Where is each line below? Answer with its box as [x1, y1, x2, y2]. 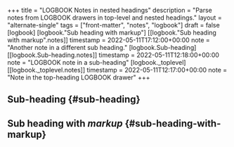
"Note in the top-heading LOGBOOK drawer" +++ [7, 73, 150, 82]
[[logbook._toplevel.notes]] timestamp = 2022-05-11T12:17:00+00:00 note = [7, 66, 228, 74]
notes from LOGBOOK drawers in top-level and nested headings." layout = [7, 13, 223, 22]
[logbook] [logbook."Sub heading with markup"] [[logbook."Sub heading [7, 28, 216, 37]
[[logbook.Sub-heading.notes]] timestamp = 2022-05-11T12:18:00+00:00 [7, 51, 220, 59]
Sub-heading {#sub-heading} [7, 94, 141, 106]
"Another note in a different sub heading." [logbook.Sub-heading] [7, 44, 197, 51]
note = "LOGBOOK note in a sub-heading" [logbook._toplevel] [7, 58, 186, 66]
